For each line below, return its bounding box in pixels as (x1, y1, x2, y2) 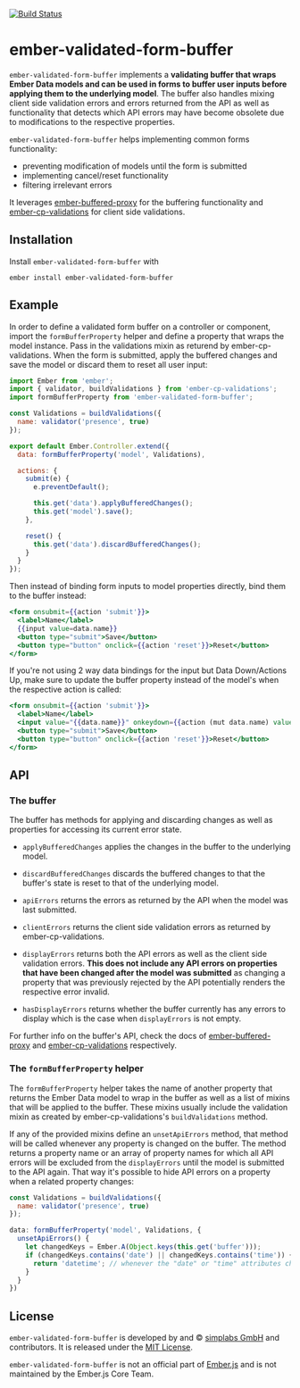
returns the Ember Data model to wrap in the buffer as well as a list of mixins (9, 1092, 290, 1102)
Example (9, 297, 59, 312)
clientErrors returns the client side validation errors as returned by (21, 922, 271, 933)
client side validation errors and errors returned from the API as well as (9, 97, 270, 108)
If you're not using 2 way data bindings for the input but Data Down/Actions (9, 665, 287, 676)
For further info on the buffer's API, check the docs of (9, 1031, 207, 1042)
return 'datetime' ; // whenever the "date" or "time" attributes (32, 1259, 281, 1267)
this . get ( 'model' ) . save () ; (32, 507, 134, 517)
